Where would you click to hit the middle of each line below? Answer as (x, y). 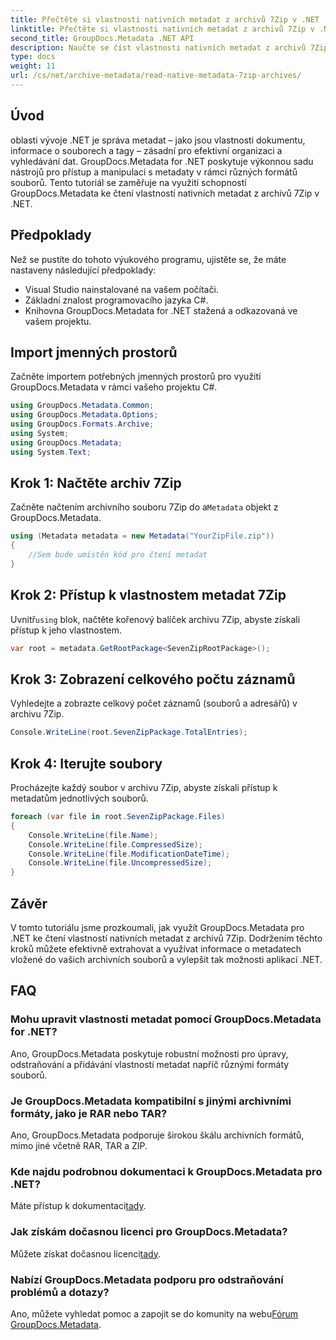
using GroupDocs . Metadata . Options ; (84, 415)
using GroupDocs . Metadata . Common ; (82, 406)
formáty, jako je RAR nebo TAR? (89, 1113)
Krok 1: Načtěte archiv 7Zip (96, 482)
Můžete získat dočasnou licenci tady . (86, 1253)
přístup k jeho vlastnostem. (66, 630)
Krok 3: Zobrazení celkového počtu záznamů (153, 679)
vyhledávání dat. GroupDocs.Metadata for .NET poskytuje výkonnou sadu (162, 161)
